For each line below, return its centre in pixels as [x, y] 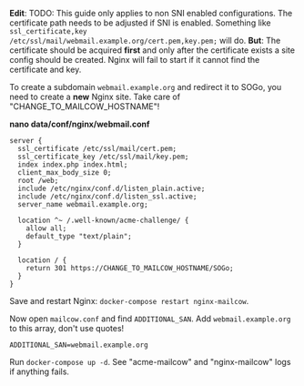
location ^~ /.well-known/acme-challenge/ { [103, 220]
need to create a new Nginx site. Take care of [95, 96]
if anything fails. [40, 371]
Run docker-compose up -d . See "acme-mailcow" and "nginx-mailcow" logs [150, 362]
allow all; [46, 229]
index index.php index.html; [73, 165]
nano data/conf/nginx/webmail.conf [80, 124]
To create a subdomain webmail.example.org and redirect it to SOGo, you [146, 87]
